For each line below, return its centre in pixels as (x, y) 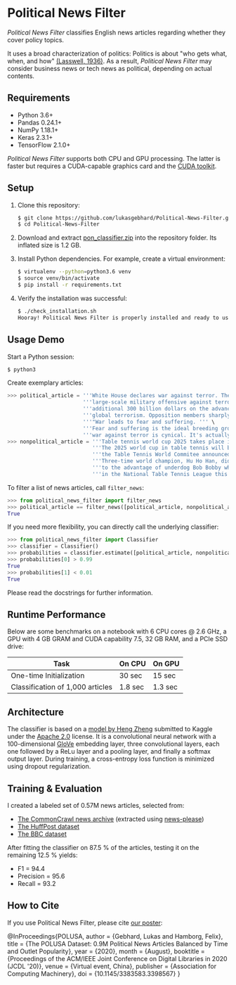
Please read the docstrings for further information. (80, 593)
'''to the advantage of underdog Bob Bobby (157, 468)
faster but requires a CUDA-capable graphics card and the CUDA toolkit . (112, 166)
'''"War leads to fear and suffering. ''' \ (149, 422)
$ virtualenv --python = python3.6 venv (74, 272)
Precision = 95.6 (41, 876)
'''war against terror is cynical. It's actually (157, 435)
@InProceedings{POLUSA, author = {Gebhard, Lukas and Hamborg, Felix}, (115, 936)
